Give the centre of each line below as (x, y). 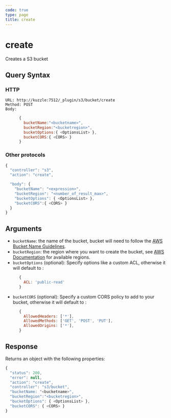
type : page (17, 15)
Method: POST (19, 105)
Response (22, 346)
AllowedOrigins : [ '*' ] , (49, 326)
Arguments (24, 229)
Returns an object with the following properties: (55, 359)
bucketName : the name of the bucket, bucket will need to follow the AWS (88, 241)
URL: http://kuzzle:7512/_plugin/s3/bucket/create (60, 100)
